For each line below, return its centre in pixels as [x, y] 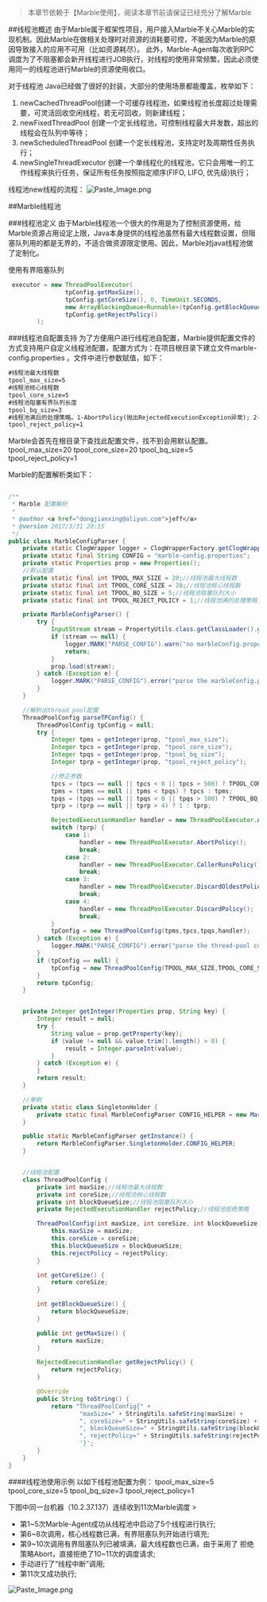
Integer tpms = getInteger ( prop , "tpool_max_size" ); [139, 740]
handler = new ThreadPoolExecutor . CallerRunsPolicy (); [172, 865]
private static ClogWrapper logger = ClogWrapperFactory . [120, 549]
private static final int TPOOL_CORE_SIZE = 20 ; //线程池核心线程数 [132, 585]
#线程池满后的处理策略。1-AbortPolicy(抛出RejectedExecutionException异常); [129, 417]
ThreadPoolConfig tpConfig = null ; [96, 725]
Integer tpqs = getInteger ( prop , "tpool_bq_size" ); [138, 754]
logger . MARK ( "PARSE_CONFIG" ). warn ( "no [129, 644]
